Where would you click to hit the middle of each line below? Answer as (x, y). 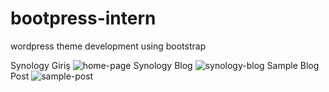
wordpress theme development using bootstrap (108, 46)
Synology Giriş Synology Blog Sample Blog (165, 65)
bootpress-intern (83, 18)
